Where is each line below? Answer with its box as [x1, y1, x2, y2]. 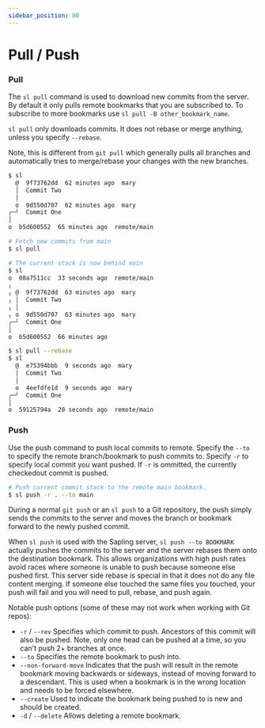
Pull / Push [8, 45, 80, 63]
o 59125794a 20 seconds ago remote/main [8, 406, 154, 414]
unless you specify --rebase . [8, 132, 102, 143]
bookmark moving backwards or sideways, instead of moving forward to [19, 669, 256, 678]
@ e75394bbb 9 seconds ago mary [15, 362, 133, 370]
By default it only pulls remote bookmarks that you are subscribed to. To [8, 101, 244, 110]
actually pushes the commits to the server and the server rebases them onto [8, 546, 258, 555]
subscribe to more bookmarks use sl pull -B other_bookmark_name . [8, 109, 230, 119]
